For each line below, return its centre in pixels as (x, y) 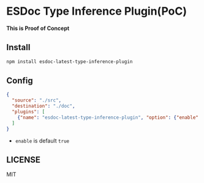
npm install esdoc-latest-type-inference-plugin (70, 62)
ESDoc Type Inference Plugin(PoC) (97, 11)
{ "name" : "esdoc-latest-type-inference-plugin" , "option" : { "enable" (108, 118)
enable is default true (42, 140)
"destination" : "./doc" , (43, 106)
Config (20, 81)
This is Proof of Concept (38, 28)
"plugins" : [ (28, 112)
